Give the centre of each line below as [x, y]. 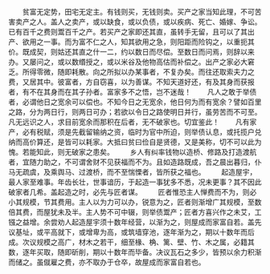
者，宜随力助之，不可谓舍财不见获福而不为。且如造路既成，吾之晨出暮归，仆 [135, 162]
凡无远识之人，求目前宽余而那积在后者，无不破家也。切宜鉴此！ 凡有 [129, 122]
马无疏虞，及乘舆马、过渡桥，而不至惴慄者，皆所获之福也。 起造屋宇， [133, 172]
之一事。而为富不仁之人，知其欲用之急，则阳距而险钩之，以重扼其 [145, 42]
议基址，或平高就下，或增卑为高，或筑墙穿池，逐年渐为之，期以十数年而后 [131, 232]
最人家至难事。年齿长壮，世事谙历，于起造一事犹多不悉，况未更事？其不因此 [135, 182]
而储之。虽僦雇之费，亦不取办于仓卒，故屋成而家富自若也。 [107, 262]
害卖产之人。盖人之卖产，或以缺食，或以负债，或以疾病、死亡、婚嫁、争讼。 [135, 22]
